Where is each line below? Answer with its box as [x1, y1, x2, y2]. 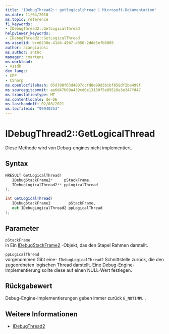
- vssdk [5, 64, 22, 69]
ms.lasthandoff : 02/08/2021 [5, 102, 65, 107]
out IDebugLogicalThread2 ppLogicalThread [12, 205, 102, 211]
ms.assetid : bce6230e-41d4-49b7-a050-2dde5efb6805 [5, 40, 114, 46]
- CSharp [5, 78, 24, 83]
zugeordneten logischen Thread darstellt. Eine [5, 262, 102, 268]
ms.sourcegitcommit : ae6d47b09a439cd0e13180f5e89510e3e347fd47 [5, 87, 141, 93]
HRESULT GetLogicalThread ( [5, 173, 62, 178]
